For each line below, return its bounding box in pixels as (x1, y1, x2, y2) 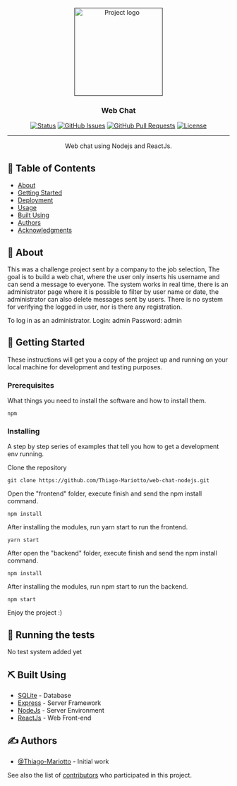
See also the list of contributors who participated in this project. (7, 770, 193, 779)
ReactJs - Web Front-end (17, 713, 92, 722)
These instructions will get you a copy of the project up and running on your (7, 355, 228, 364)
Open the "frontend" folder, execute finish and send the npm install (7, 489, 202, 498)
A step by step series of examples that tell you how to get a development (7, 442, 219, 451)
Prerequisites (7, 380, 54, 390)
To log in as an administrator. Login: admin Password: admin (7, 316, 182, 324)
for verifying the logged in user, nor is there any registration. (7, 302, 182, 311)
